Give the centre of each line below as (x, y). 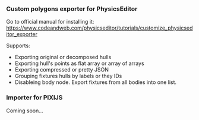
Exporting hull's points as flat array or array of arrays (79, 63)
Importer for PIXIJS (34, 98)
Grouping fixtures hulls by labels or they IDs (68, 76)
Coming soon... (25, 111)
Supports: (18, 46)
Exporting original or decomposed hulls (63, 57)
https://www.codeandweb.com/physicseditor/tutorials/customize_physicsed (99, 28)
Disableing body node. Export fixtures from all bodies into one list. (96, 82)
